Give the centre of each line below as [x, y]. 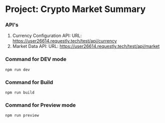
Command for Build [29, 82]
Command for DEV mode [36, 59]
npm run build [20, 93]
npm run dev [17, 69]
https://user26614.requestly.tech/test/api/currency [64, 41]
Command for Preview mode [40, 105]
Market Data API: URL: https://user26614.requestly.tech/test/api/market [86, 46]
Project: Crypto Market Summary [75, 9]
